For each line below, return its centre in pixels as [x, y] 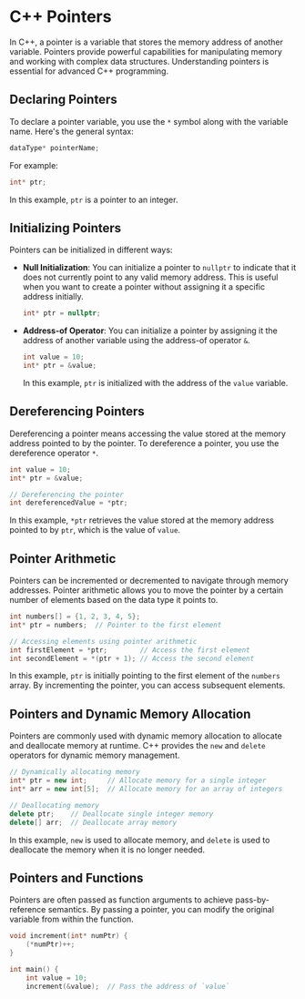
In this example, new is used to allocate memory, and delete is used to [140, 840]
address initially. [53, 297]
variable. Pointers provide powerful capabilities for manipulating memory [146, 51]
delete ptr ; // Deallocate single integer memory [112, 814]
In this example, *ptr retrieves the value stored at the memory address [142, 520]
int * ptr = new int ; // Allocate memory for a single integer [138, 780]
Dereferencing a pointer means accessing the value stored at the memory [148, 433]
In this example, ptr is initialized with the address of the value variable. [155, 382]
